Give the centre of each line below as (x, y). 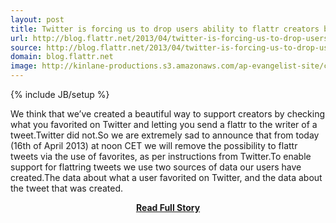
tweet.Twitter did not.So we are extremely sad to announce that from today (165, 135)
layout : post (37, 19)
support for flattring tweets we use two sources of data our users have (156, 167)
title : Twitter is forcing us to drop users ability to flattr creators (165, 29)
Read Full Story (168, 207)
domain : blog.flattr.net (62, 57)
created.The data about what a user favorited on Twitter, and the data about (166, 177)
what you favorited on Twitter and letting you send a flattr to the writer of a (164, 124)
